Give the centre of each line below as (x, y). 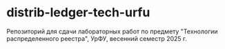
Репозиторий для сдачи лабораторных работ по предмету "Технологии (112, 31)
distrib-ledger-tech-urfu (78, 13)
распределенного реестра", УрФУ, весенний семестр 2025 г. (97, 38)
